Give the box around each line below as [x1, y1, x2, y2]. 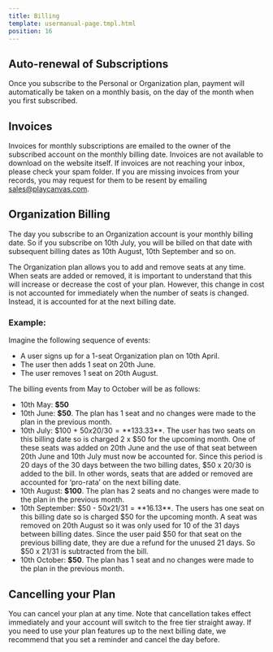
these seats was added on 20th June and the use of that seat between [19, 443, 258, 453]
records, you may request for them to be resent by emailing [8, 175, 207, 185]
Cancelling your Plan [8, 587, 116, 601]
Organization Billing [8, 208, 110, 222]
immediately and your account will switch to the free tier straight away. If [8, 617, 252, 627]
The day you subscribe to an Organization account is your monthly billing [8, 229, 253, 239]
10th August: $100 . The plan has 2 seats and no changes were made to [19, 486, 259, 496]
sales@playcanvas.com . [8, 184, 89, 193]
